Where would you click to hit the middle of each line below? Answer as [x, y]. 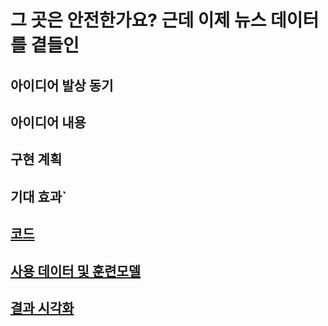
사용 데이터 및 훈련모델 [76, 271]
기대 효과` [38, 196]
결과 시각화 [42, 307]
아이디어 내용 [48, 122]
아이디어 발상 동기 [62, 85]
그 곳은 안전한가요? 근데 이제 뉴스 [138, 20]
